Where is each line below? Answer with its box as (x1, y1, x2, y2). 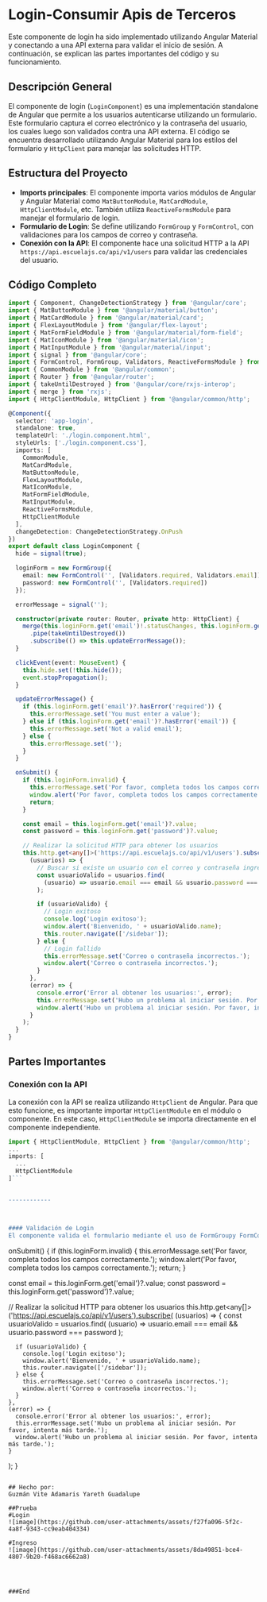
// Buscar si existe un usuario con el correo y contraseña (37, 863, 240, 871)
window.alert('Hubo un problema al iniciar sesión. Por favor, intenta (15, 1433, 258, 1441)
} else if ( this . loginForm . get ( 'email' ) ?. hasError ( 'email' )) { (22, 717, 237, 725)
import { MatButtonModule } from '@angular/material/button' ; (8, 307, 219, 315)
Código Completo (8, 278, 97, 291)
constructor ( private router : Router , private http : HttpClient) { (15, 615, 240, 623)
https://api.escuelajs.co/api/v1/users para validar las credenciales (19, 246, 248, 256)
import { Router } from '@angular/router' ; (8, 373, 155, 381)
